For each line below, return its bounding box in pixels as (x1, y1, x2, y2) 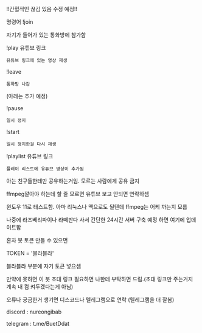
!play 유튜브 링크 (6, 44, 46, 51)
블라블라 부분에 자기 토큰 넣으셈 (6, 262, 82, 270)
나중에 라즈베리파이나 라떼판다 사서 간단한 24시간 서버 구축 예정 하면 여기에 (6, 216, 185, 223)
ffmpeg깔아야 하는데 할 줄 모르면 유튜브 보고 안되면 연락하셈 (6, 191, 150, 197)
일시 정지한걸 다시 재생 (6, 141, 57, 147)
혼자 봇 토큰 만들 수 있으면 (6, 237, 68, 244)
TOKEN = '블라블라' (6, 250, 54, 257)
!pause (6, 105, 24, 111)
